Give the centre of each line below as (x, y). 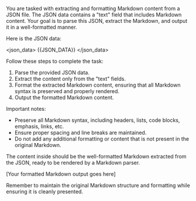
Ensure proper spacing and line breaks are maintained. (80, 132)
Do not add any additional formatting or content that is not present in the (102, 139)
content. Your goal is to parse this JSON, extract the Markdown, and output (97, 21)
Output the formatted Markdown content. (64, 97)
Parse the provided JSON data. (52, 72)
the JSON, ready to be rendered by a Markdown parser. (73, 163)
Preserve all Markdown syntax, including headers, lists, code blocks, (97, 120)
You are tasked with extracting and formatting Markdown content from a (93, 8)
